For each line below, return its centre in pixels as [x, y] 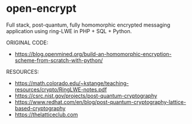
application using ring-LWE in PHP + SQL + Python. [69, 31]
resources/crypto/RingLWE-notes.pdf [61, 89]
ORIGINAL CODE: [27, 43]
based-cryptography [40, 108]
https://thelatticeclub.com [46, 115]
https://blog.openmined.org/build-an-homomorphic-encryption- [93, 54]
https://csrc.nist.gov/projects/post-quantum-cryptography [86, 96]
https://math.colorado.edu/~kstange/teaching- [72, 83]
